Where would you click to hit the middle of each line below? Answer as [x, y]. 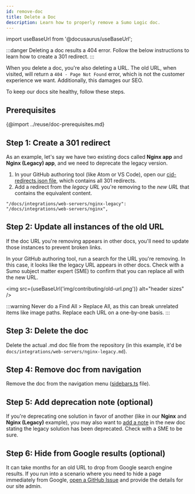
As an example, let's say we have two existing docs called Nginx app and [94, 157]
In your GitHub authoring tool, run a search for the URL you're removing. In [96, 258]
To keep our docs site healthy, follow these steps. [66, 92]
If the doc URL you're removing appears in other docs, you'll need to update [97, 241]
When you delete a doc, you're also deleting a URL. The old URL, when [91, 68]
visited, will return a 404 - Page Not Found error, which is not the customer [95, 74]
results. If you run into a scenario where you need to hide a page [84, 474]
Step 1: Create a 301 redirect [58, 143]
